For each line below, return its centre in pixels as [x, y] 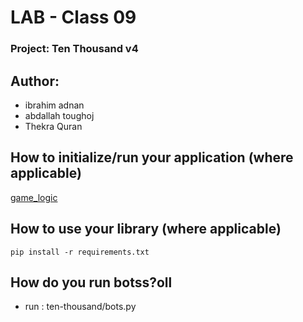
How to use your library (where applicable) [146, 229]
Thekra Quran [53, 126]
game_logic [34, 197]
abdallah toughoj [59, 115]
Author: [35, 81]
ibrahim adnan [54, 105]
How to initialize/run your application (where [152, 157]
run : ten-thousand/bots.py [80, 307]
